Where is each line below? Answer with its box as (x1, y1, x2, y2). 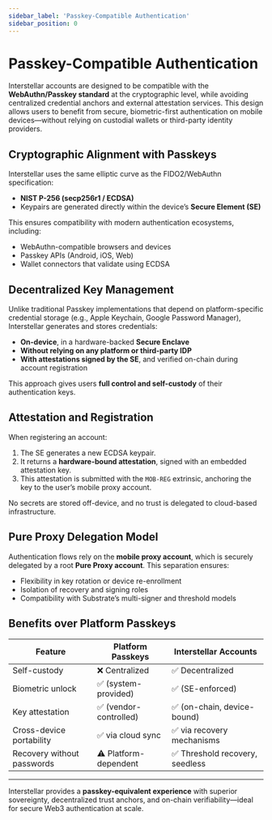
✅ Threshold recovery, (171, 747, 257, 758)
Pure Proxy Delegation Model (8, 530, 159, 544)
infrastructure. (8, 506, 57, 516)
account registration (19, 363, 88, 373)
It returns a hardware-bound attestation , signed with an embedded (19, 456, 247, 466)
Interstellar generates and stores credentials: (8, 322, 158, 331)
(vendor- (105, 701, 142, 712)
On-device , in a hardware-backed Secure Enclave (19, 337, 190, 347)
